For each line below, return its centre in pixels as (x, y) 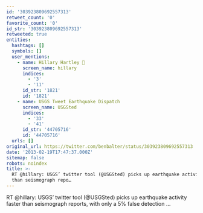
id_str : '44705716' (47, 130)
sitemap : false (25, 157)
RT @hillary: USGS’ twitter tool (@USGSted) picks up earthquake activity (97, 197)
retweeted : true (27, 34)
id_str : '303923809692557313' (44, 29)
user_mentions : (31, 57)
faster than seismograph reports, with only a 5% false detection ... (89, 203)
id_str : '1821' (41, 91)
